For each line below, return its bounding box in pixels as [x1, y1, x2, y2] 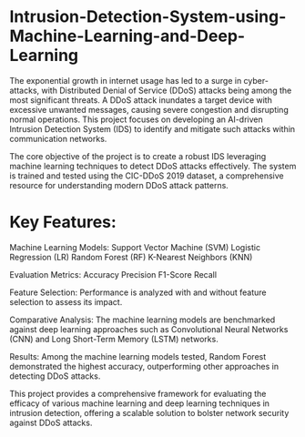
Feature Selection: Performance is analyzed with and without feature [9, 287, 267, 298]
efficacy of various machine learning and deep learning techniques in [9, 398, 270, 409]
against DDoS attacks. [9, 417, 93, 428]
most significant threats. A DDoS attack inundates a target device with [9, 94, 273, 106]
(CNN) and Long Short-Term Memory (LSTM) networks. [9, 333, 219, 344]
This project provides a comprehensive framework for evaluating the [9, 388, 267, 399]
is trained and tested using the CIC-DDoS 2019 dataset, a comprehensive [9, 170, 284, 181]
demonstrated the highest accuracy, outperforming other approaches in [9, 361, 280, 371]
